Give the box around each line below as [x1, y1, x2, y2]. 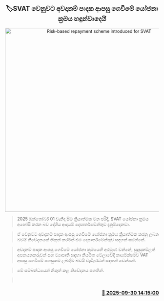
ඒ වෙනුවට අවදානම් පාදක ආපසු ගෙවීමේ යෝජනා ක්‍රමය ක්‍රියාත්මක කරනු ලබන [17, 231, 159, 237]
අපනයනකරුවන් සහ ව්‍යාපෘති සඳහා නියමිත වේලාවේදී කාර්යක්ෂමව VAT [17, 252, 149, 258]
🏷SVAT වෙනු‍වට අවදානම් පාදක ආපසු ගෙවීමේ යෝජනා [5, 4, 159, 13]
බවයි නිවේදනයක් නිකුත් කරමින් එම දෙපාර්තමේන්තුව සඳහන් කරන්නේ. [17, 236, 146, 242]
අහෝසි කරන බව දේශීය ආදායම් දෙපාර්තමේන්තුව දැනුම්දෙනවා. [17, 221, 130, 227]
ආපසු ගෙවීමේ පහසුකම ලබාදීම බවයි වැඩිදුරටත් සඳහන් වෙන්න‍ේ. [17, 257, 136, 263]
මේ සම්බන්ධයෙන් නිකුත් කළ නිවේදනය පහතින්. [17, 267, 104, 273]
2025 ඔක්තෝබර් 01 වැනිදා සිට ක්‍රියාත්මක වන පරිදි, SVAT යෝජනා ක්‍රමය [17, 216, 149, 222]
